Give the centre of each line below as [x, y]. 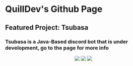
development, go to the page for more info [57, 48]
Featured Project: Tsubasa [47, 28]
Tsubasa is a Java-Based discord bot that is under [66, 42]
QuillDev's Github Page [54, 9]
